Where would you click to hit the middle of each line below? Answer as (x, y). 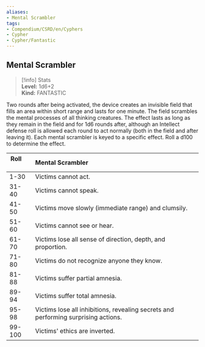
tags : (13, 23)
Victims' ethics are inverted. (75, 331)
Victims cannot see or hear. (74, 225)
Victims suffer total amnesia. (76, 296)
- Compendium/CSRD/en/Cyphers (45, 29)
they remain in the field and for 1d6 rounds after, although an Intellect (93, 124)
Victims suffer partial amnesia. (78, 278)
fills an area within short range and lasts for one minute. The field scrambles (102, 111)
